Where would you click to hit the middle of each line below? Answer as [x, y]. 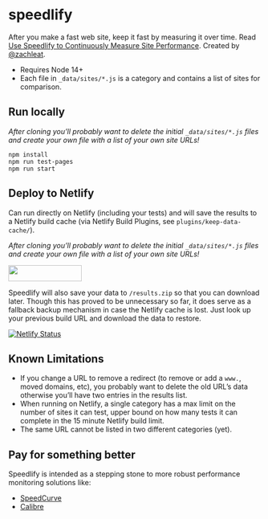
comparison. [41, 87]
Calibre [32, 507]
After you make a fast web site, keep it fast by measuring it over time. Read [132, 37]
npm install [28, 154]
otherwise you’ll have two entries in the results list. [104, 395]
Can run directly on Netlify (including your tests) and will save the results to [133, 213]
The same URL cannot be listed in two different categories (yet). [126, 429]
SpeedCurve [41, 498]
